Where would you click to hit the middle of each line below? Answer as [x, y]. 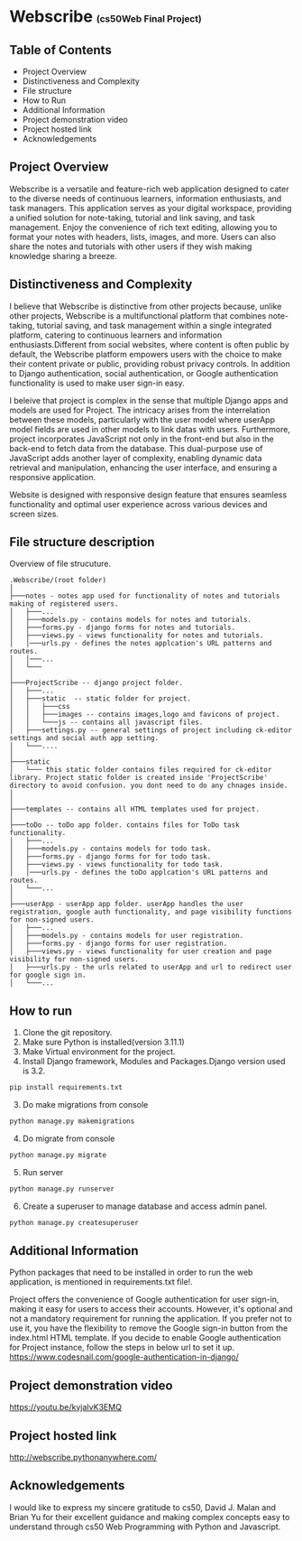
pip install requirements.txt [66, 1088]
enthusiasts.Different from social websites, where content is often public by [150, 344]
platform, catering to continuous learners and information [116, 335]
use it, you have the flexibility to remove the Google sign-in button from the [149, 1328]
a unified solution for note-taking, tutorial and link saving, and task [132, 218]
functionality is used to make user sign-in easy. [97, 383]
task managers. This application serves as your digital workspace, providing [151, 208]
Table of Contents [61, 50]
